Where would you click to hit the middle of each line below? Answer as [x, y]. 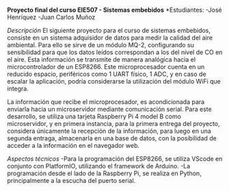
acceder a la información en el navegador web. [73, 145]
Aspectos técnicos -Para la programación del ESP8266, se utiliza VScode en [115, 159]
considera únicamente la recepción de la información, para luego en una [109, 131]
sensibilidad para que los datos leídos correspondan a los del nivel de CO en [115, 52]
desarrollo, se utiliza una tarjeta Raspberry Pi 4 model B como [94, 116]
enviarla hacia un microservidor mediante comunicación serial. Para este [109, 109]
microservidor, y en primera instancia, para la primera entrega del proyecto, [113, 124]
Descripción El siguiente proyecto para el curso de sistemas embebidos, [109, 30]
